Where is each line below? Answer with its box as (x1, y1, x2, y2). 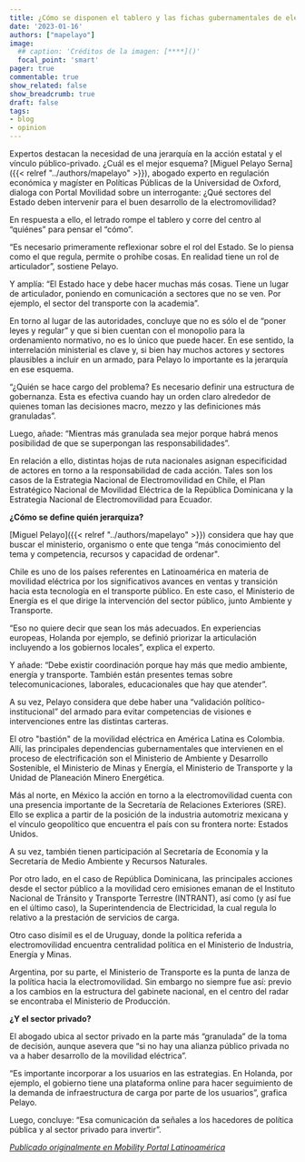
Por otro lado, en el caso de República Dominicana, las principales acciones (9, 874, 293, 884)
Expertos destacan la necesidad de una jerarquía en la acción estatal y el (9, 148, 283, 159)
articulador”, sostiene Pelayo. (9, 261, 119, 271)
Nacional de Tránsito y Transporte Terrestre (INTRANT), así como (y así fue (9, 893, 291, 904)
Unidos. (9, 829, 39, 839)
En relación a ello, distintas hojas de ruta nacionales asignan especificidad (9, 456, 288, 466)
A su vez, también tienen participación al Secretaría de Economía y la (9, 846, 269, 856)
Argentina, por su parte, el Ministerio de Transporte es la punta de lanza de (9, 966, 290, 977)
